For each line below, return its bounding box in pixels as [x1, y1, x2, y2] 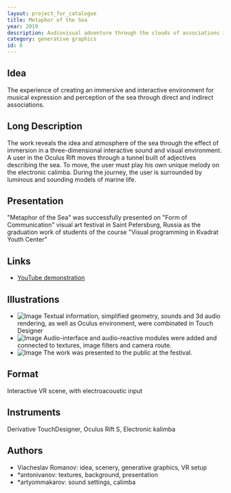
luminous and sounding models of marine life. [7, 175, 136, 183]
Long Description [7, 120, 82, 132]
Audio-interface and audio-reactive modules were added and [43, 334, 217, 342]
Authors [7, 445, 43, 457]
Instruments [7, 407, 61, 419]
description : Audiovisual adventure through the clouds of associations [7, 29, 220, 36]
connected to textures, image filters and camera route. [16, 342, 172, 350]
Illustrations [7, 293, 60, 305]
